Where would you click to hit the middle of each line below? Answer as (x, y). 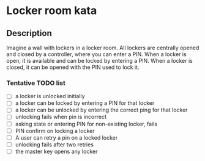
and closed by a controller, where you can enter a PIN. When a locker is (96, 54)
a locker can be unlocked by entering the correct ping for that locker (101, 110)
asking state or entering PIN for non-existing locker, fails (86, 124)
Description (29, 33)
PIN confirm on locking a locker (55, 131)
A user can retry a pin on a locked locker (66, 137)
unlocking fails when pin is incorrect (61, 117)
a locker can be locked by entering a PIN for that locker (85, 103)
